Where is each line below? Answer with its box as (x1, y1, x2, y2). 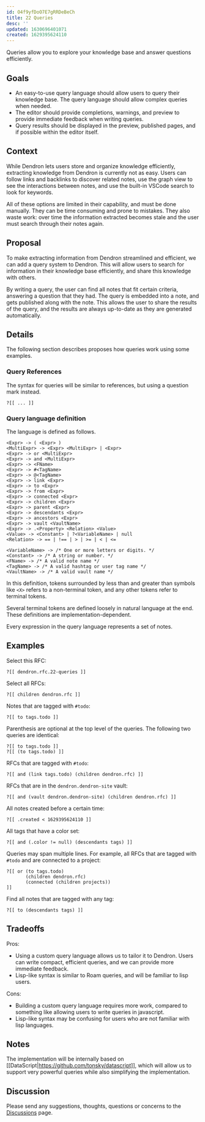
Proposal (6, 238, 42, 249)
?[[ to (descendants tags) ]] (6, 907, 84, 913)
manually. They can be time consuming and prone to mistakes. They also (6, 207, 190, 214)
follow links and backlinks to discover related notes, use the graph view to (6, 176, 193, 183)
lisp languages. (15, 1021, 54, 1029)
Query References (6, 368, 62, 376)
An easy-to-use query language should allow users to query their (15, 89, 180, 96)
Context (6, 146, 38, 157)
